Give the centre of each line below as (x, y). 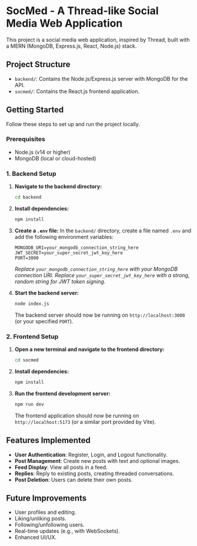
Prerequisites (26, 139)
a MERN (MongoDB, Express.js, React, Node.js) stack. (71, 46)
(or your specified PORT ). (44, 321)
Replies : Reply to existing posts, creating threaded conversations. (94, 473)
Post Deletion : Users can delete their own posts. (74, 479)
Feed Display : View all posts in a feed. (61, 467)
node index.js (32, 304)
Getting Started (35, 110)
